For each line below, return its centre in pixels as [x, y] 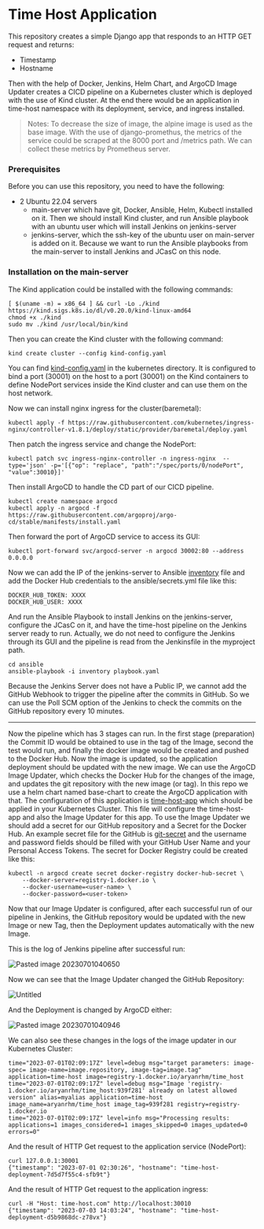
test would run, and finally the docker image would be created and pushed [128, 750]
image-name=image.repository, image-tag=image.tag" [115, 1070]
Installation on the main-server [68, 272]
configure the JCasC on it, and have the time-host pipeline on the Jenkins [128, 625]
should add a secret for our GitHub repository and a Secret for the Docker [128, 825]
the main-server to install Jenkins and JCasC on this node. [126, 252]
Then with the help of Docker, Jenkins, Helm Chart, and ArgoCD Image [123, 83]
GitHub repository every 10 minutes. [66, 711]
